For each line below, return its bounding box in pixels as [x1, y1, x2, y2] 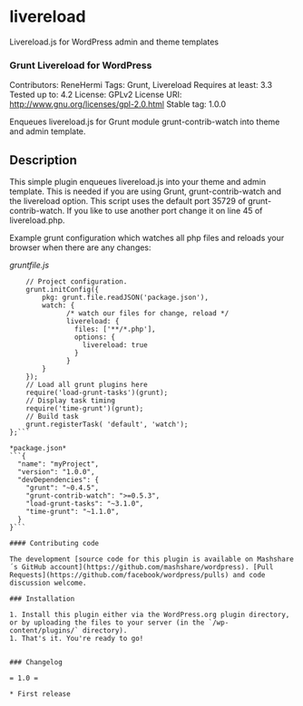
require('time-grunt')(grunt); [25, 404, 144, 413]
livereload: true [82, 341, 148, 350]
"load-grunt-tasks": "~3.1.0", [25, 499, 144, 508]
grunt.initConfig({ [25, 285, 100, 295]
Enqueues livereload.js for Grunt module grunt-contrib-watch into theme [9, 116, 280, 128]
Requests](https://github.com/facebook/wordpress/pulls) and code [9, 571, 266, 580]
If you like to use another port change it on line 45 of [66, 206, 263, 217]
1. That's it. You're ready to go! [9, 634, 144, 643]
